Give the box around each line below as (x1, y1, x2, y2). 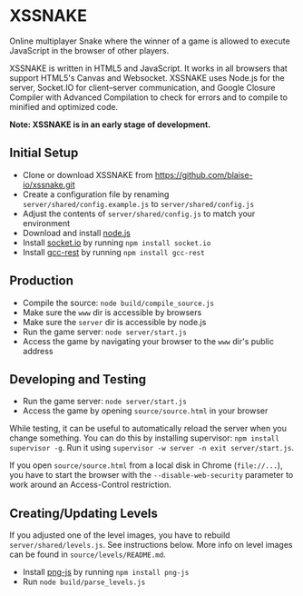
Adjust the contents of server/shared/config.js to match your (22, 208, 256, 219)
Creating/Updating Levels (9, 505, 159, 521)
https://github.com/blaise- (154, 169, 253, 180)
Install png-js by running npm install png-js (22, 567, 190, 578)
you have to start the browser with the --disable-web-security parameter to (9, 470, 294, 481)
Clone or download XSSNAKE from (22, 169, 153, 180)
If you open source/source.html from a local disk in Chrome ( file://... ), (9, 460, 283, 471)
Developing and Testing (9, 372, 147, 387)
